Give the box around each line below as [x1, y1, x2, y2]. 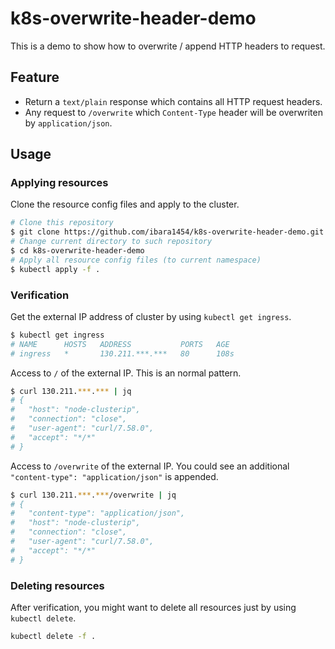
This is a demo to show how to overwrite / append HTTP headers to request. [10, 40, 326, 52]
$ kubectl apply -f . [10, 264, 101, 274]
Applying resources [10, 176, 109, 190]
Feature [10, 69, 60, 86]
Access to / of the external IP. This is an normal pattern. [10, 367, 242, 379]
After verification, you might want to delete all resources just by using [10, 602, 297, 614]
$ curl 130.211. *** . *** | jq [10, 386, 132, 396]
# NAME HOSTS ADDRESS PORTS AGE [10, 339, 230, 349]
